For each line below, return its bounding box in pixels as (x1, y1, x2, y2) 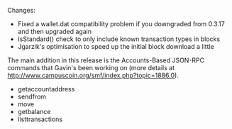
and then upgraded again (17, 28, 92, 35)
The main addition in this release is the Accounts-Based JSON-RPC (7, 56, 205, 64)
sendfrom (17, 92, 47, 101)
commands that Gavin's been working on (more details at (7, 64, 175, 72)
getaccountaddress (17, 85, 75, 93)
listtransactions (17, 115, 62, 123)
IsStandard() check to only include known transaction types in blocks (17, 35, 221, 43)
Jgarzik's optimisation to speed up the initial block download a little (17, 43, 214, 50)
